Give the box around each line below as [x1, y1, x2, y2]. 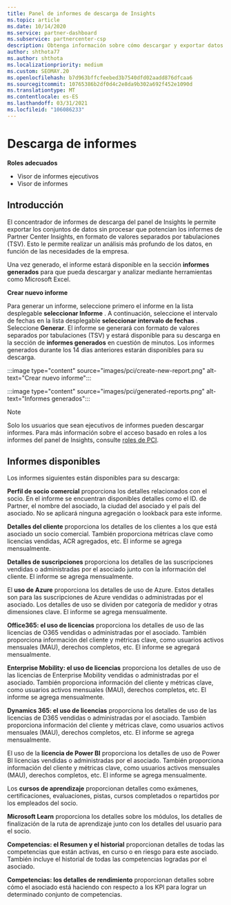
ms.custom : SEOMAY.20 [7, 68, 70, 74]
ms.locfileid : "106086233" [7, 106, 85, 113]
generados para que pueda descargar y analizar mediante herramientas [7, 267, 212, 276]
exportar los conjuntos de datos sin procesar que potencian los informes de [7, 225, 223, 233]
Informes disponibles [7, 456, 101, 467]
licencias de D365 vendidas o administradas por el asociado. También [7, 714, 206, 722]
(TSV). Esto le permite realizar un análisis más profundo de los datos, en [7, 239, 212, 248]
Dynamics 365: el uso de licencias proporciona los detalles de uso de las [7, 706, 217, 715]
